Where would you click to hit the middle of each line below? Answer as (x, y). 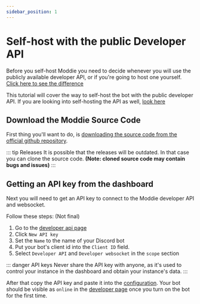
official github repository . (37, 141)
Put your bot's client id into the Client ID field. (72, 247)
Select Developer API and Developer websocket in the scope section (97, 253)
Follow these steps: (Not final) (43, 217)
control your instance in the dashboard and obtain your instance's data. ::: (97, 271)
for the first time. (27, 296)
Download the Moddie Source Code (73, 120)
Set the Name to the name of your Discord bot (70, 241)
